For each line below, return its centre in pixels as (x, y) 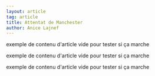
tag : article (22, 17)
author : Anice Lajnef (33, 28)
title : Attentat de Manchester (44, 22)
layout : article (26, 11)
